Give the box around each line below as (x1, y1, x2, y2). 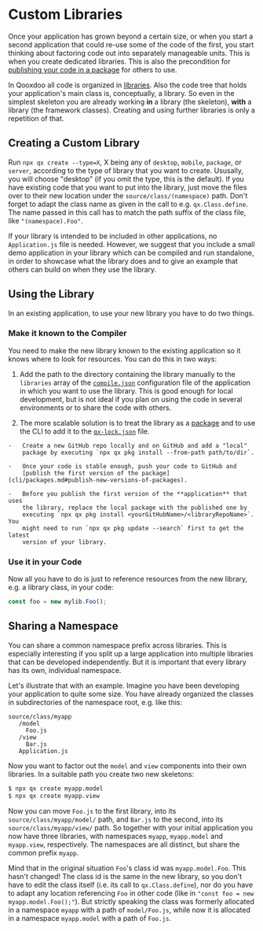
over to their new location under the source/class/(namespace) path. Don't (8, 190, 248, 200)
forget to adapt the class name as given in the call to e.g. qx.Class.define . (8, 199, 249, 209)
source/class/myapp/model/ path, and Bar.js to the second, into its (8, 815, 224, 824)
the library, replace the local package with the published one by (22, 504, 247, 512)
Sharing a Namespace (8, 619, 119, 633)
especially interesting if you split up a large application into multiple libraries (8, 648, 254, 658)
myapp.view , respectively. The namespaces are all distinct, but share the (8, 840, 240, 849)
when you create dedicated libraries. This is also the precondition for (8, 57, 231, 66)
